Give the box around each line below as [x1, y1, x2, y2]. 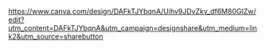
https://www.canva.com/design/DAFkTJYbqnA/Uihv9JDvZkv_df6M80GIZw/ [8, 7, 256, 16]
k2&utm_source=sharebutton [8, 31, 103, 41]
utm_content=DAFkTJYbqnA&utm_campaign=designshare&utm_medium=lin [8, 24, 257, 32]
